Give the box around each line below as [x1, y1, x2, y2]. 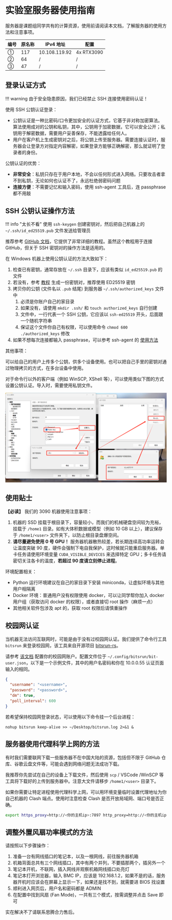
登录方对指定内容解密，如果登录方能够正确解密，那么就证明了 [30, 143, 161, 149]
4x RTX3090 [76, 49, 103, 55]
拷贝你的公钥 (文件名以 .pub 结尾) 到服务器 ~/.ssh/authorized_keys [12, 286, 154, 292]
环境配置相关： [5, 568, 37, 574]
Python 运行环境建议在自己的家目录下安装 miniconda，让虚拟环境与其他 [12, 579, 165, 585]
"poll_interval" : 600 [10, 698, 56, 703]
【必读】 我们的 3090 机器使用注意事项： [5, 508, 92, 515]
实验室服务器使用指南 [5, 5, 96, 16]
